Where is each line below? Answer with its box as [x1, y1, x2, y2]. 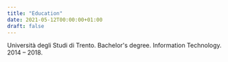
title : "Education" [7, 10, 63, 17]
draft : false [7, 22, 45, 29]
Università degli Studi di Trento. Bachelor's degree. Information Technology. [7, 42, 222, 50]
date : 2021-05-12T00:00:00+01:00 [7, 16, 103, 23]
